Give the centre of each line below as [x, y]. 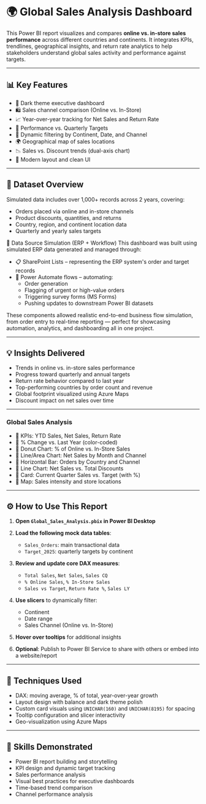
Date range [39, 619]
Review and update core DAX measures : [67, 564]
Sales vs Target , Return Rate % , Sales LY [77, 588]
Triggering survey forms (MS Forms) [71, 296]
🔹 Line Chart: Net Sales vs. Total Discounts [69, 468]
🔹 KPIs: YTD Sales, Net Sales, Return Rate [68, 435]
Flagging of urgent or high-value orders [74, 290]
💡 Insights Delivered [46, 353]
